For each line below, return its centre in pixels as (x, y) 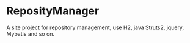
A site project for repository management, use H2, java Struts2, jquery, (95, 27)
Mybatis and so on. (31, 33)
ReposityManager (53, 11)
